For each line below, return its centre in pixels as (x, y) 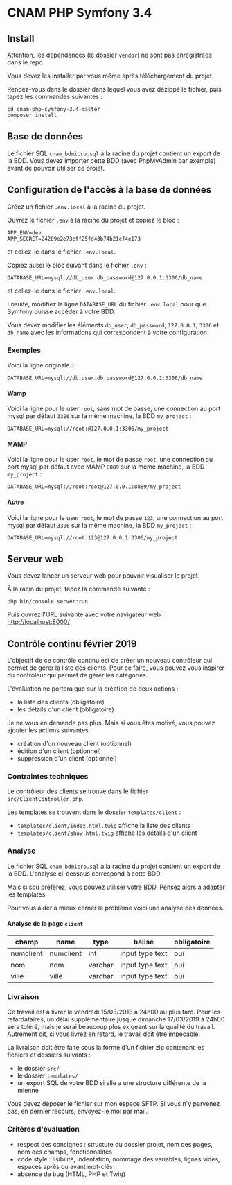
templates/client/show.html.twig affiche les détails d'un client (107, 833)
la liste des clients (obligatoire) (61, 702)
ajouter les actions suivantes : (50, 730)
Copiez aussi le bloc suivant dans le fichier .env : (77, 265)
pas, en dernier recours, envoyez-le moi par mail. (77, 1112)
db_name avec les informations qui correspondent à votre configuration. (108, 332)
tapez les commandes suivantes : (55, 96)
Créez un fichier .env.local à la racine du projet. (77, 207)
